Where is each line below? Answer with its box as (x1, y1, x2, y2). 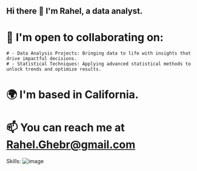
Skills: (6, 158, 21, 165)
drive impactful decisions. (6, 56, 78, 62)
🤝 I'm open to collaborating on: (6, 30, 164, 44)
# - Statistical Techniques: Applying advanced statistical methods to (6, 61, 191, 67)
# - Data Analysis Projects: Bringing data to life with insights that (6, 50, 191, 56)
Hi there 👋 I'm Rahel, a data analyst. (6, 6, 143, 16)
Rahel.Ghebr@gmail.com (6, 138, 136, 152)
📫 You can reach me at (6, 121, 125, 134)
